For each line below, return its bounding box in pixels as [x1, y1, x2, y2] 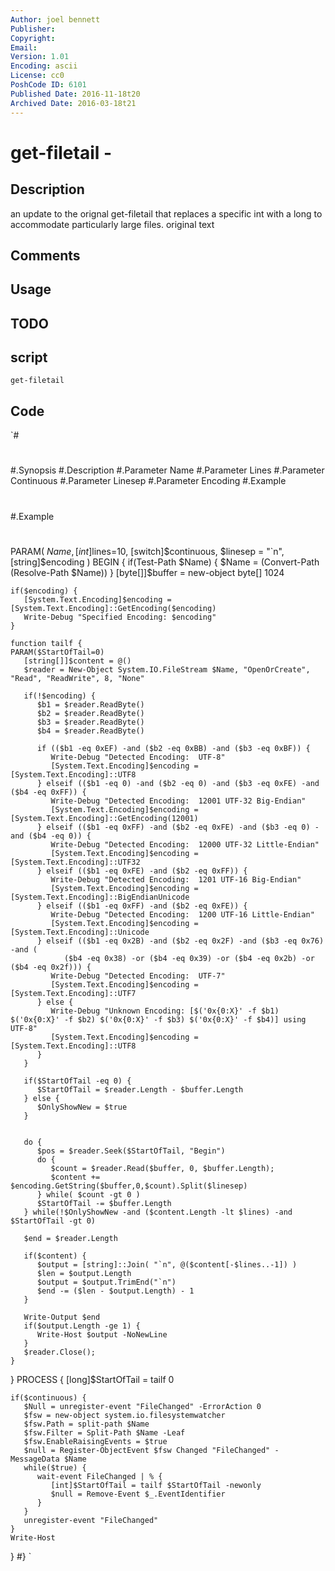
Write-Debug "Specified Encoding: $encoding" [23, 612, 217, 622]
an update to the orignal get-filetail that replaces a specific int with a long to [10, 207, 323, 220]
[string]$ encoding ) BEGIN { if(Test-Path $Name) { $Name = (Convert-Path [10, 556, 320, 568]
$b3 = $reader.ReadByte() [36, 717, 145, 727]
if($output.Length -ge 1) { [23, 1321, 141, 1331]
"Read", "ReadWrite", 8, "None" [10, 673, 145, 683]
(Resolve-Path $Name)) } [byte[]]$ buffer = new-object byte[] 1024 [10, 566, 285, 578]
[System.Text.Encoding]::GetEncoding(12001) [10, 813, 199, 823]
